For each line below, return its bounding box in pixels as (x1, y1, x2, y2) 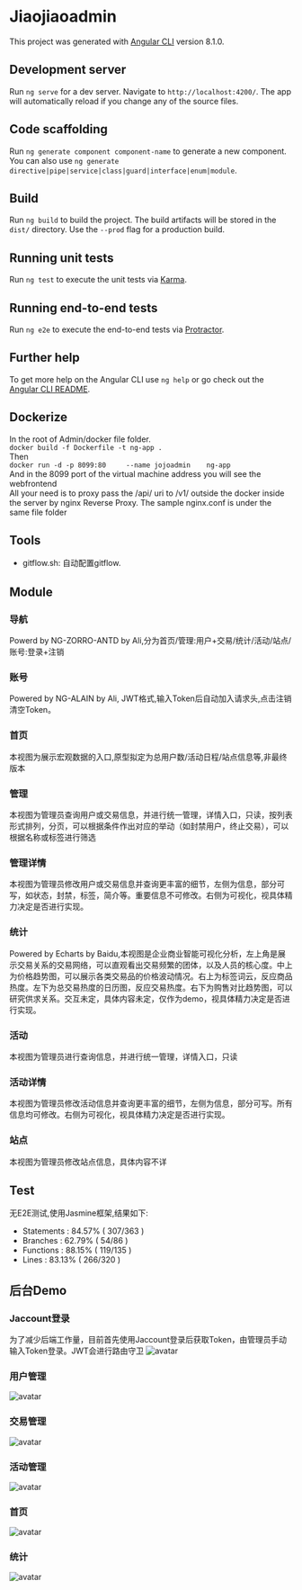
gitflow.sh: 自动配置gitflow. (22, 558, 121, 569)
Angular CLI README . (9, 383, 91, 394)
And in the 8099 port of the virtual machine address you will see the (9, 468, 262, 479)
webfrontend (9, 478, 58, 489)
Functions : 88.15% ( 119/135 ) (22, 1244, 132, 1256)
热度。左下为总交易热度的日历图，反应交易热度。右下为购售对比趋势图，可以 (9, 982, 293, 993)
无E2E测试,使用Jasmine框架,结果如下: (9, 1208, 148, 1218)
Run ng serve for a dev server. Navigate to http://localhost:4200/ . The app (9, 85, 292, 96)
